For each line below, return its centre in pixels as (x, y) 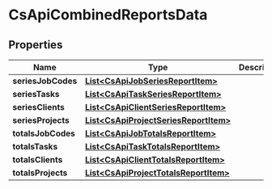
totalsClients (38, 160)
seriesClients (38, 107)
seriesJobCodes (45, 81)
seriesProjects (41, 120)
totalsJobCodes (44, 133)
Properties (36, 45)
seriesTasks (36, 94)
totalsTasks (35, 147)
